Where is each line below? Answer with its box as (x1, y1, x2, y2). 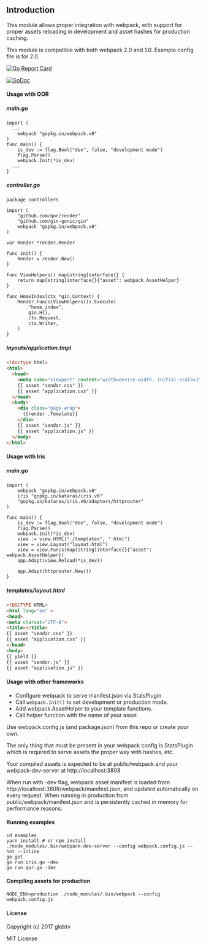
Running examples (6, 819, 55, 826)
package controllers (6, 197, 59, 203)
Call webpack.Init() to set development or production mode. (15, 698, 169, 706)
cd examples (6, 832, 37, 838)
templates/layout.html (6, 587, 66, 594)
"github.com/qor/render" (17, 213, 81, 219)
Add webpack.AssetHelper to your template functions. (15, 704, 153, 712)
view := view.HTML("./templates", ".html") (17, 536, 131, 542)
